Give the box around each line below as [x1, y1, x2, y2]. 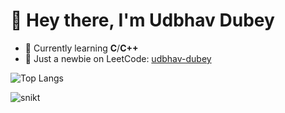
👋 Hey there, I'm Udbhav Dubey [10, 9, 275, 32]
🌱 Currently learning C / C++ [24, 42, 139, 54]
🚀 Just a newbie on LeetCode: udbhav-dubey [24, 52, 212, 64]
